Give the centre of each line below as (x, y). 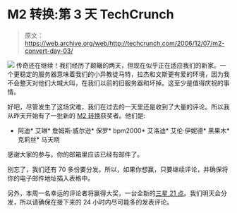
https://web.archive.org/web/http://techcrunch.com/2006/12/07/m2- (124, 43)
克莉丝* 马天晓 (38, 139)
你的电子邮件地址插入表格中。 (50, 178)
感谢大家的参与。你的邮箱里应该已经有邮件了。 (75, 154)
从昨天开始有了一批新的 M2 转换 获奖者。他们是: (77, 115)
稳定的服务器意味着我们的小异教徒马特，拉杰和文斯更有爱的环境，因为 (121, 74)
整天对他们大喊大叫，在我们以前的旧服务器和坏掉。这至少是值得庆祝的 (121, 83)
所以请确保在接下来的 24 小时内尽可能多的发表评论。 (96, 202)
